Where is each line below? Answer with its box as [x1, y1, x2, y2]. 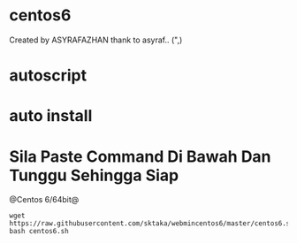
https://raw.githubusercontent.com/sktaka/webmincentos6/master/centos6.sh [9, 219, 294, 228]
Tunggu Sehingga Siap [9, 165, 179, 186]
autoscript [9, 65, 88, 86]
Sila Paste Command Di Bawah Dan [9, 147, 271, 166]
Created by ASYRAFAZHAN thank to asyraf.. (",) [9, 34, 183, 45]
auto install [9, 106, 93, 126]
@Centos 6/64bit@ [9, 194, 80, 205]
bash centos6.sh [9, 227, 69, 236]
